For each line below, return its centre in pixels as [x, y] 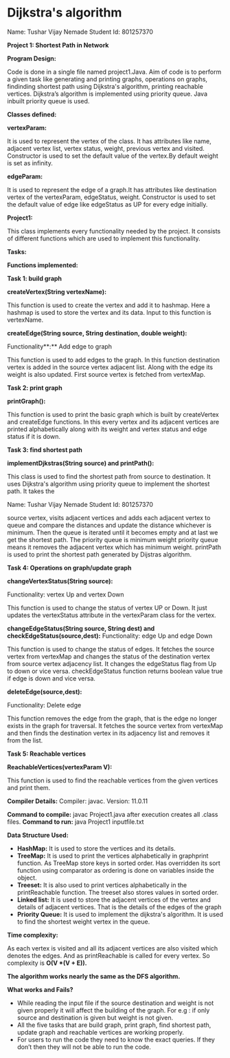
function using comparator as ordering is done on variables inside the [115, 870]
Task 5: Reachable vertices [47, 754]
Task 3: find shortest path [45, 450]
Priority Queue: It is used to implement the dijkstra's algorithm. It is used [120, 914]
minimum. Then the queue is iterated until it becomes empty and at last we [113, 532]
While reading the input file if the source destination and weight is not [115, 1003]
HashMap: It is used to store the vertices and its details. [96, 848]
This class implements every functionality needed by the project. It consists [114, 231]
